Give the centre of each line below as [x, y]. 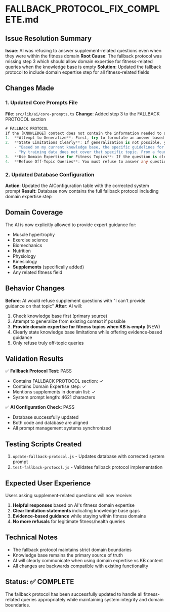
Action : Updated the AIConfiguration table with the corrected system [77, 186]
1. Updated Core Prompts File [42, 103]
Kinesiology [25, 261]
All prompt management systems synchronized [62, 428]
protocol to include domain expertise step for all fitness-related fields [77, 72]
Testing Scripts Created [44, 444]
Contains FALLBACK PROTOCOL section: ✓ [58, 381]
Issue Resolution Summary [49, 38]
